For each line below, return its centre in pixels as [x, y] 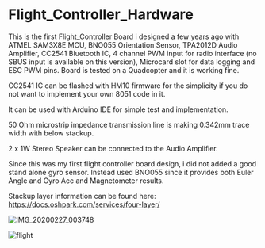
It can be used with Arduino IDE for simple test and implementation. [118, 109]
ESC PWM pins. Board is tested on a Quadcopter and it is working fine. [124, 70]
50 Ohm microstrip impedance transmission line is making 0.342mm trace [129, 124]
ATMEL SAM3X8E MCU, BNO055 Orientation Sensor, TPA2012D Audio [123, 44]
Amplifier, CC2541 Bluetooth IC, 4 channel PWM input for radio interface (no [132, 53]
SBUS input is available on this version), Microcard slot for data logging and [132, 62]
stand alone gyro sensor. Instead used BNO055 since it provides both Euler [131, 172]
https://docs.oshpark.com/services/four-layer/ [84, 204]
